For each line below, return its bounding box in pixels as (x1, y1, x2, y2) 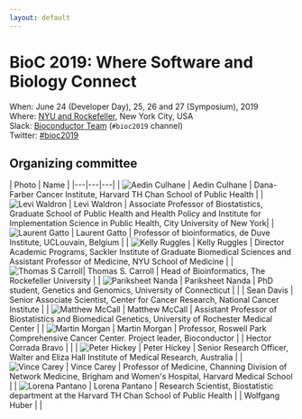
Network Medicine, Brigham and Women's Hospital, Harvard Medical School (9, 371, 293, 382)
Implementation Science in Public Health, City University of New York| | (9, 218, 275, 229)
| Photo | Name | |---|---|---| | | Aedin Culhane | (9, 179, 252, 190)
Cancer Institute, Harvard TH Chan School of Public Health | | (35, 189, 264, 200)
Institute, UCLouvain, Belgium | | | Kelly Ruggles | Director (9, 237, 285, 248)
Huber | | (9, 400, 42, 411)
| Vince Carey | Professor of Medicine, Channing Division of (66, 361, 288, 372)
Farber (9, 189, 34, 200)
